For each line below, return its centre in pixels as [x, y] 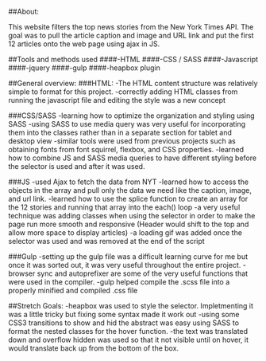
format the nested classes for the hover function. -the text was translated [128, 331]
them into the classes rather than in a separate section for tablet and [120, 132]
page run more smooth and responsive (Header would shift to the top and [129, 224]
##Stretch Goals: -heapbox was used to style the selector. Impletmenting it [131, 306]
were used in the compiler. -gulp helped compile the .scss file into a [119, 282]
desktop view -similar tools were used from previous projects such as [122, 141]
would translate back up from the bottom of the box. [94, 348]
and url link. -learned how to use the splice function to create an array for [128, 199]
